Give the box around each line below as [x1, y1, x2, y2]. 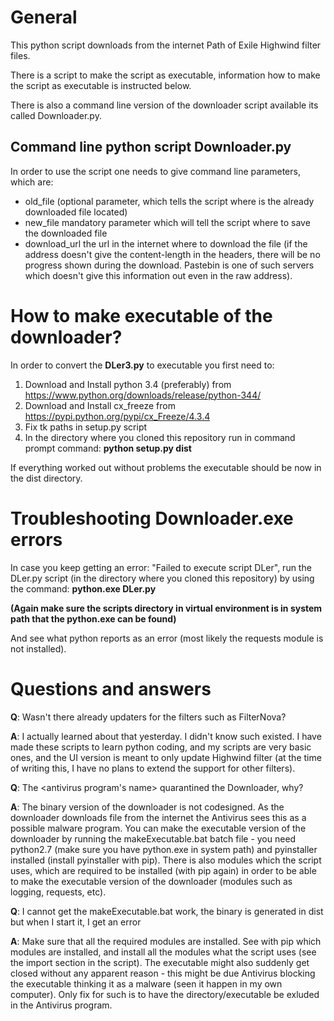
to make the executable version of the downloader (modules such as [10, 875, 293, 887]
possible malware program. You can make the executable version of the [10, 822, 307, 834]
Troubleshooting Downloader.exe [10, 507, 294, 530]
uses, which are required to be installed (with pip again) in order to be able [10, 864, 317, 876]
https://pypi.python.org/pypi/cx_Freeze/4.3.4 [24, 410, 211, 422]
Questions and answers [10, 677, 212, 700]
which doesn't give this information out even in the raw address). [24, 269, 293, 281]
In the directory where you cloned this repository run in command [24, 431, 296, 443]
